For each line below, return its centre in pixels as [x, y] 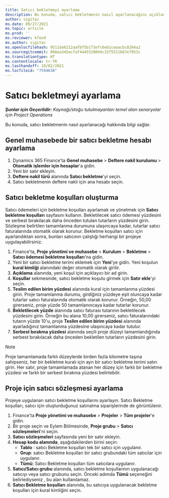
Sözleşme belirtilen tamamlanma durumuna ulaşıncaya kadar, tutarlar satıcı [83, 226]
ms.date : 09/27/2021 [27, 24]
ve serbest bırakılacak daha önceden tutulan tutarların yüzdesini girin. [77, 220]
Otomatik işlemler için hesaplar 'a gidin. [54, 165]
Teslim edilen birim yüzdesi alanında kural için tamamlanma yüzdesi [83, 289]
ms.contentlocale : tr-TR [31, 61]
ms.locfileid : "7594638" [31, 71]
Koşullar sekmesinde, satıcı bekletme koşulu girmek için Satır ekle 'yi [84, 278]
